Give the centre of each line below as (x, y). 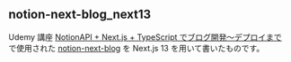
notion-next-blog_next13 (80, 15)
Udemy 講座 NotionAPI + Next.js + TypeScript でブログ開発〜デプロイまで (145, 37)
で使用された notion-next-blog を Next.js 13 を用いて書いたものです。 (137, 48)
